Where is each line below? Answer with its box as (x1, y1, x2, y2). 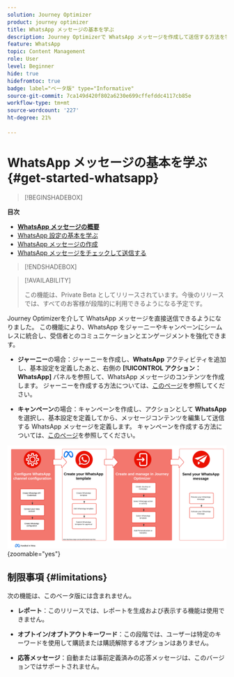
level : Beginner (7, 63, 54, 70)
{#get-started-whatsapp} (7, 170, 159, 186)
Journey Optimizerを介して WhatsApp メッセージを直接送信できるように (7, 314, 216, 322)
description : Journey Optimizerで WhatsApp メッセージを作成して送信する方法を (7, 34, 225, 40)
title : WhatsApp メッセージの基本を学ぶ (7, 26, 115, 33)
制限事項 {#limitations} (7, 572, 108, 583)
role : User (7, 56, 39, 63)
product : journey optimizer (7, 18, 89, 26)
